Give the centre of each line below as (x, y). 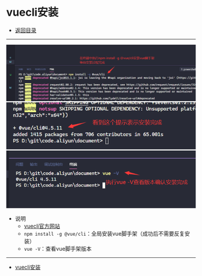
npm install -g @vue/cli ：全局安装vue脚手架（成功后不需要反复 (104, 234)
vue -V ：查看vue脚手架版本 (58, 249)
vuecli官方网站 (42, 226)
